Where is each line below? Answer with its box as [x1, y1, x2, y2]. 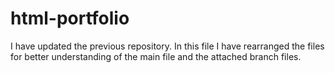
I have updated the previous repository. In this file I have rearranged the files [10, 40, 325, 52]
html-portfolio [10, 7, 130, 30]
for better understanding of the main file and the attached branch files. [10, 50, 302, 62]
